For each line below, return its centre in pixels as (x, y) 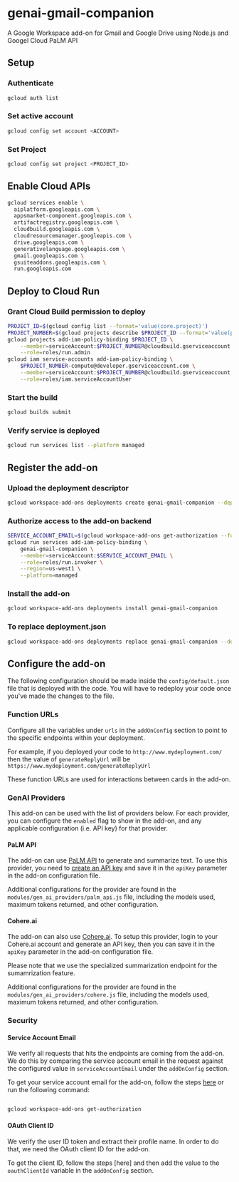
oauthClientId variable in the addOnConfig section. (81, 1170)
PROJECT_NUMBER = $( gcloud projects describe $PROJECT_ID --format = (108, 333)
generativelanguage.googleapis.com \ (70, 249)
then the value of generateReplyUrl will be (69, 759)
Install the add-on (39, 594)
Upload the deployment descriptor (68, 488)
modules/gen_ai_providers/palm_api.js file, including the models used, (111, 897)
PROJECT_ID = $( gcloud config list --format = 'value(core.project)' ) (108, 326)
